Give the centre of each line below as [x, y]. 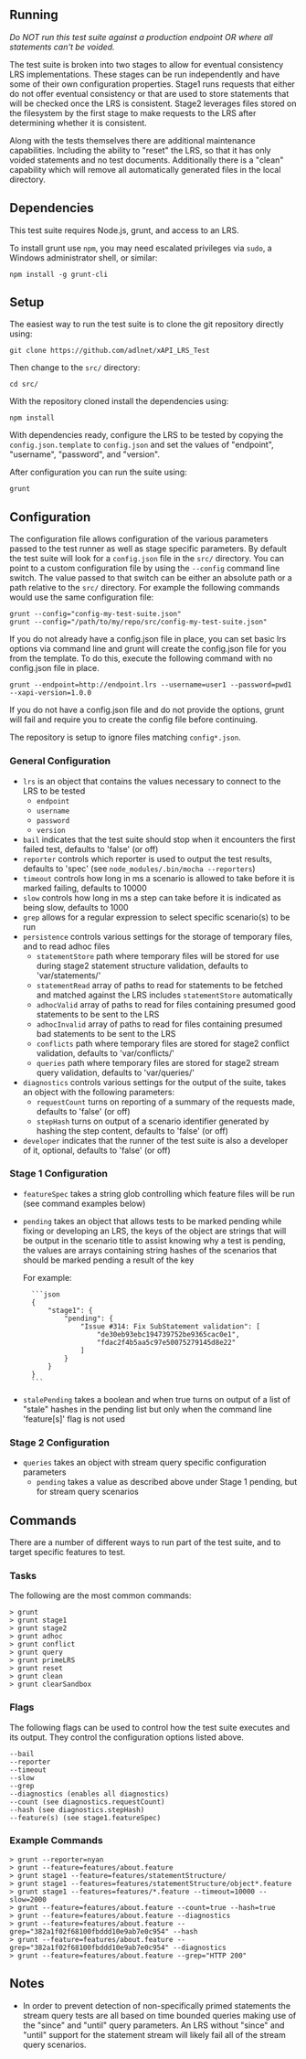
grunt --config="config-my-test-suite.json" [95, 614]
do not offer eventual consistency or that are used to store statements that [149, 93]
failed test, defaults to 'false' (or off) [90, 848]
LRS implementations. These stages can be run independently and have [145, 74]
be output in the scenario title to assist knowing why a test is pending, [154, 1240]
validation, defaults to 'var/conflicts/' [106, 1053]
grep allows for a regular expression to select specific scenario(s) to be [156, 917]
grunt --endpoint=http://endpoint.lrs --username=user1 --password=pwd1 [151, 685]
